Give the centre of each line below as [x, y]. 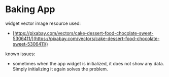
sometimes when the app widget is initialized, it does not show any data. [88, 63]
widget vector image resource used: [43, 23]
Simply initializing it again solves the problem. [60, 69]
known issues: [20, 54]
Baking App [30, 9]
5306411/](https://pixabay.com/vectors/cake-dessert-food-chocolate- [86, 38]
